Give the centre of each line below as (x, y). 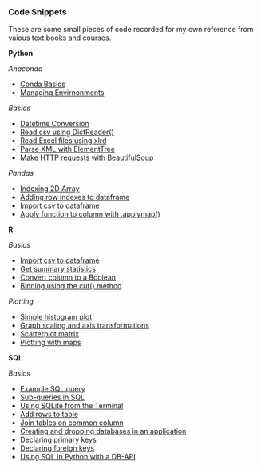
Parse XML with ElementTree (67, 149)
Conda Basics (43, 84)
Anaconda (26, 69)
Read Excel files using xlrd (63, 141)
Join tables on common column (71, 423)
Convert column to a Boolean (68, 277)
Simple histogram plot (56, 317)
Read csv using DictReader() (67, 132)
